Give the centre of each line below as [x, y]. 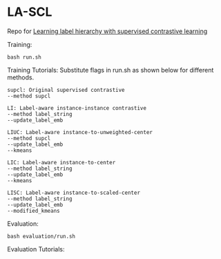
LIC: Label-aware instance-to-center [61, 162]
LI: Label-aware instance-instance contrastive [77, 108]
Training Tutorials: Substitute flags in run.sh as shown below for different [110, 70]
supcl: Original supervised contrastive [66, 90]
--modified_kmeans [33, 211]
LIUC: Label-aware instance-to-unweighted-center [80, 132]
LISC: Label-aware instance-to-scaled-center [74, 193]
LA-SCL [30, 12]
